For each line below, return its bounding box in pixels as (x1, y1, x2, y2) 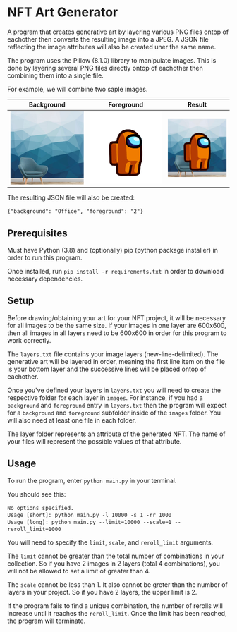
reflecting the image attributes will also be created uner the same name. (7, 42, 217, 51)
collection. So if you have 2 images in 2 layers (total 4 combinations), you (7, 559, 221, 568)
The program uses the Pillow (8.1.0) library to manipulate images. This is (7, 56, 217, 64)
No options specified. (7, 504, 74, 511)
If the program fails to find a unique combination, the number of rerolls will (7, 601, 224, 610)
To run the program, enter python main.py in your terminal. (7, 476, 177, 485)
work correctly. (7, 336, 51, 344)
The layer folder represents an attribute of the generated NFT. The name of (7, 430, 226, 438)
